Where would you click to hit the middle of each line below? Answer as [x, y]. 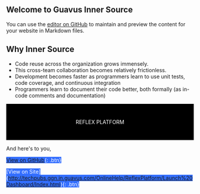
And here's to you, [29, 148]
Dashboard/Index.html [33, 184]
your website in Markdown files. [45, 30]
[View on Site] [23, 171]
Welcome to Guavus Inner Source [69, 10]
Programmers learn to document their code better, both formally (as [98, 89]
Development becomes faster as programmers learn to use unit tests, [100, 76]
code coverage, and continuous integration [68, 82]
